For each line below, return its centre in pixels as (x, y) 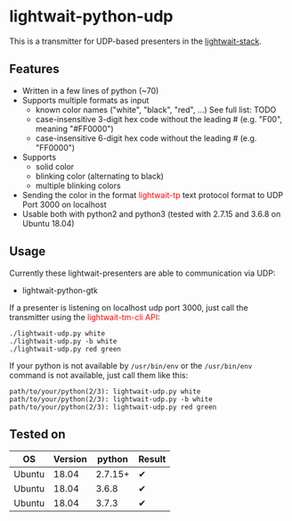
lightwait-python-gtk (60, 290)
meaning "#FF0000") (74, 128)
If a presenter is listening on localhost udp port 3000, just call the (129, 307)
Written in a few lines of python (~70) (90, 90)
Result (152, 459)
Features (34, 69)
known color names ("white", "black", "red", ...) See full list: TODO (156, 110)
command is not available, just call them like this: (99, 375)
